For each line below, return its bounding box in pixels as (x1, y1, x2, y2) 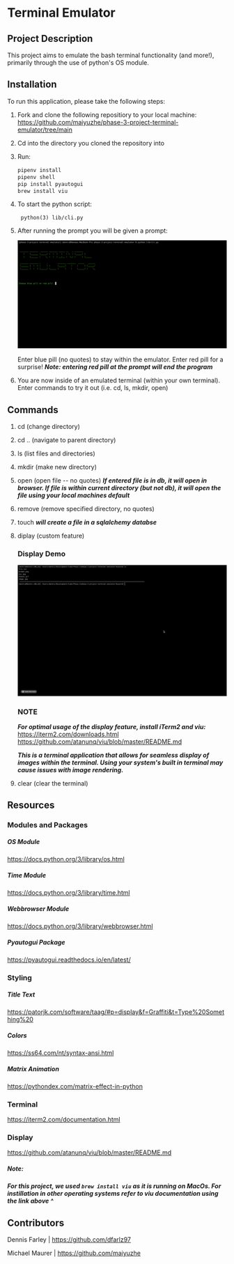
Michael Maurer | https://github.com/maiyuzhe (7, 1249, 141, 1258)
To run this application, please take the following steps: (7, 97, 166, 105)
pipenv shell (17, 173, 56, 180)
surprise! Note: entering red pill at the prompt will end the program (17, 363, 213, 371)
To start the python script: (17, 200, 93, 208)
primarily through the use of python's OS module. (7, 58, 150, 67)
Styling (7, 973, 33, 983)
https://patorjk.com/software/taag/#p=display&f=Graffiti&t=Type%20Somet (7, 1008, 225, 1016)
